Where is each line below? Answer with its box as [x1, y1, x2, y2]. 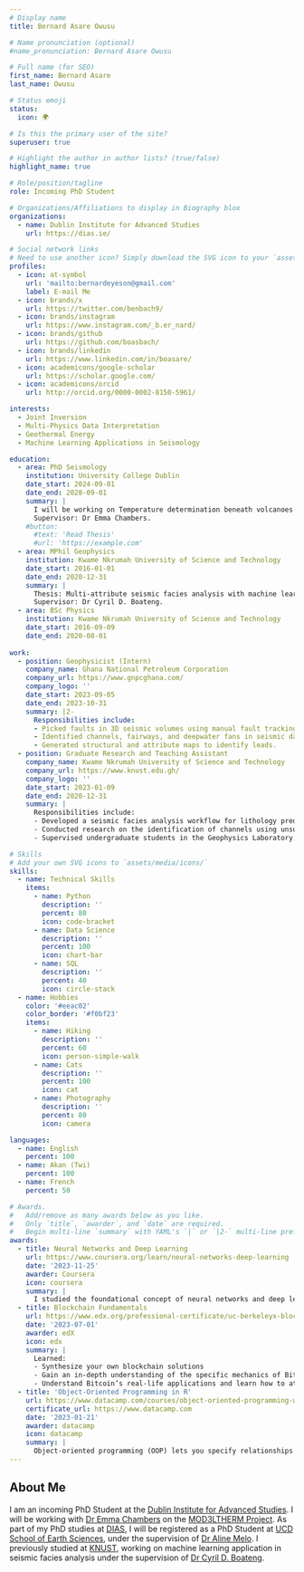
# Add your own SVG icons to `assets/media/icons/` [9, 858, 208, 867]
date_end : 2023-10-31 [25, 698, 107, 707]
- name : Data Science [33, 925, 116, 935]
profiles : [9, 262, 47, 272]
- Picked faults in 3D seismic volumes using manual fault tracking [33, 724, 298, 733]
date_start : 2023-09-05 [25, 690, 116, 699]
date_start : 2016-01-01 [25, 563, 116, 573]
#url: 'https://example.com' [33, 539, 144, 548]
